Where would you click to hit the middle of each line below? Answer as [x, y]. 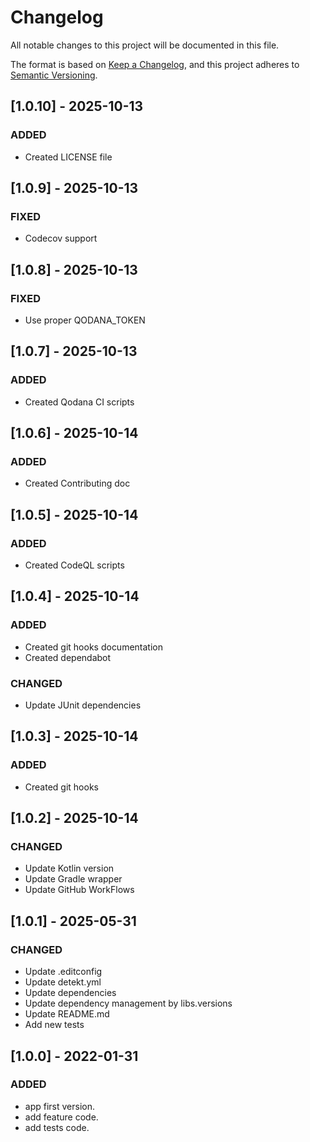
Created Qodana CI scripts [79, 402]
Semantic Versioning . [54, 75]
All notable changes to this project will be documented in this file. [145, 45]
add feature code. [61, 1117]
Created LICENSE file [68, 157]
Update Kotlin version [69, 868]
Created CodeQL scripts [74, 565]
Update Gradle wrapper [73, 879]
